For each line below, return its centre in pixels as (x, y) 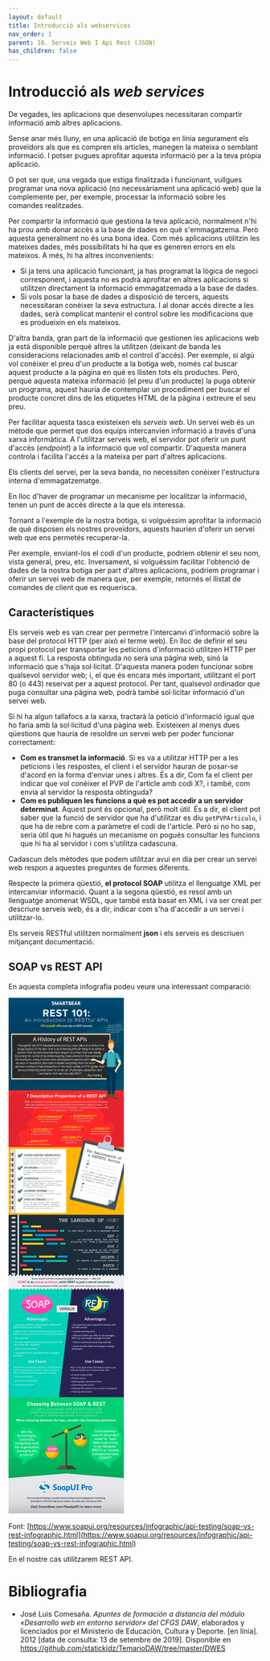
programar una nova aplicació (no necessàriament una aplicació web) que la (135, 189)
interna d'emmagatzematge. (55, 481)
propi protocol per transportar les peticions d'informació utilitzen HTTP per (132, 649)
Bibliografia (48, 1591)
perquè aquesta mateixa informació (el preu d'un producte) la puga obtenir (132, 381)
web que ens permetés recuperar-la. (69, 538)
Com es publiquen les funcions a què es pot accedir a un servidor (131, 800)
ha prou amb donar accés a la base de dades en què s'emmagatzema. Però (133, 230)
